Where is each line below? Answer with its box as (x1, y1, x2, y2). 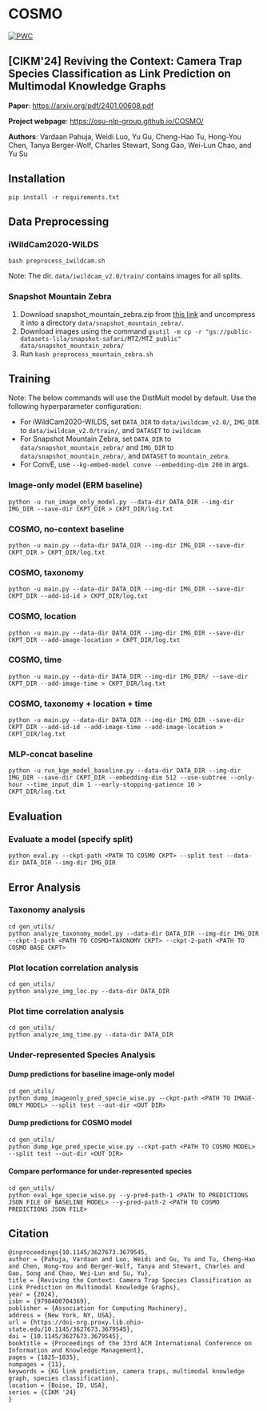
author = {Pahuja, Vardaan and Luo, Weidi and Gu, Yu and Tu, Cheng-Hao (8, 1255, 256, 1263)
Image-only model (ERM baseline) (8, 479, 143, 491)
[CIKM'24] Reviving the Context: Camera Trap (8, 54, 242, 68)
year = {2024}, (8, 1290, 59, 1298)
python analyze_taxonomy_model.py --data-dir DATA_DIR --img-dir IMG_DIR (8, 929, 260, 937)
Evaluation (8, 809, 62, 823)
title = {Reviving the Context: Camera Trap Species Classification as (8, 1276, 252, 1285)
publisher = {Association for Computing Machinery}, (8, 1304, 188, 1313)
